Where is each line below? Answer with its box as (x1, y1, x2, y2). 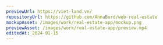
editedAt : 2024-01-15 (6, 30, 59, 36)
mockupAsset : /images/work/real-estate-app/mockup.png (6, 19, 142, 25)
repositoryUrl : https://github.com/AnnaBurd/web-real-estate (6, 14, 158, 20)
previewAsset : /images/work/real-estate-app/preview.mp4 (6, 25, 147, 31)
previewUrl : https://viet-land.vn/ (6, 8, 93, 15)
